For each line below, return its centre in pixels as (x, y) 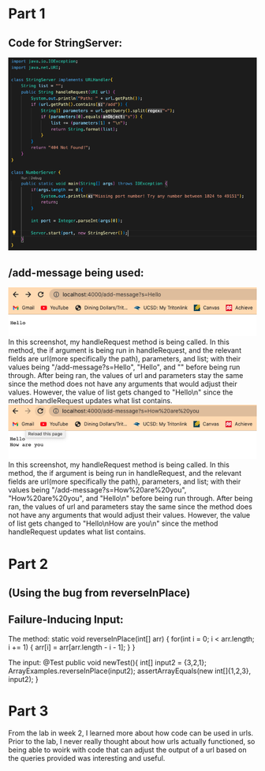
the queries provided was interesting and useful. (87, 758)
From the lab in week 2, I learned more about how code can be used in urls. (131, 733)
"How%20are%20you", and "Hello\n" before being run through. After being (131, 499)
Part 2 (28, 564)
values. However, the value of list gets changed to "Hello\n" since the (121, 392)
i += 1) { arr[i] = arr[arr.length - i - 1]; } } (72, 647)
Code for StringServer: (65, 43)
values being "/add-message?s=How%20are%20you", (97, 490)
